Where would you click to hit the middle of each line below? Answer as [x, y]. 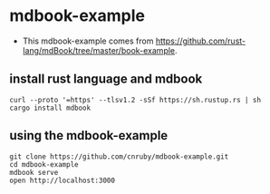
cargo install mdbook [50, 108]
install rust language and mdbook [106, 79]
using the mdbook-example [89, 136]
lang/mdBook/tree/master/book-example [99, 50]
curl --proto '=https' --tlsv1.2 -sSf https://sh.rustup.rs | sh [135, 100]
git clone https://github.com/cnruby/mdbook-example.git [119, 156]
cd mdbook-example [44, 164]
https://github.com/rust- [201, 41]
